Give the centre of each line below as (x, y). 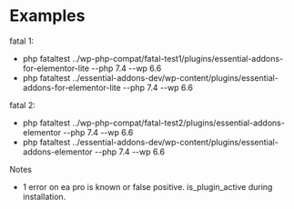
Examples (47, 16)
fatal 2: (23, 104)
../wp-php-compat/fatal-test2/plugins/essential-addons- (178, 123)
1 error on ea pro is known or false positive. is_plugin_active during (147, 186)
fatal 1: (22, 41)
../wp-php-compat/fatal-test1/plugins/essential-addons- (178, 58)
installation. (44, 196)
